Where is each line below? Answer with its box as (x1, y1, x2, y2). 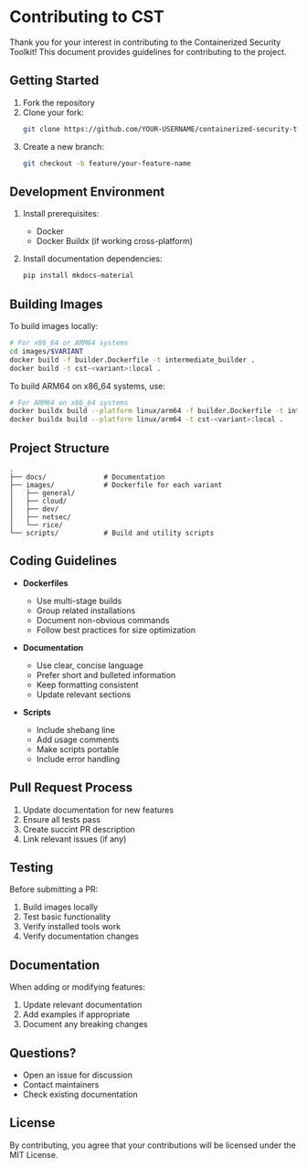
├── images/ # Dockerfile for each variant (9, 480, 223, 490)
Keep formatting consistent (36, 679, 139, 690)
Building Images (9, 296, 103, 312)
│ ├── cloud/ (9, 496, 68, 505)
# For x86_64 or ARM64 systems (9, 338, 129, 347)
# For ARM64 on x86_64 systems (9, 398, 129, 408)
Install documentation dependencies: (22, 253, 163, 264)
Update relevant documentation (22, 999, 143, 1011)
